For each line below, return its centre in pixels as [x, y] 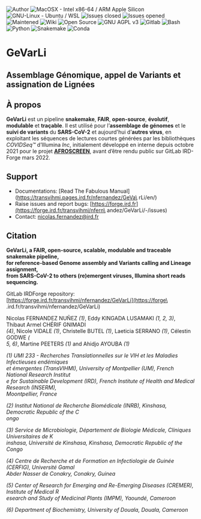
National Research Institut [38, 375]
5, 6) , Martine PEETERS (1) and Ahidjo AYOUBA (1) [68, 344]
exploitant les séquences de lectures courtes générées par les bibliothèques [101, 138]
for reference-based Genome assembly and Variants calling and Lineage [99, 263]
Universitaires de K [30, 437]
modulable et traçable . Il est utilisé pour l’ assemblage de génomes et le [96, 126]
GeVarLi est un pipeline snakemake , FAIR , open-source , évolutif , [88, 119]
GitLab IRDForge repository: [40, 294]
